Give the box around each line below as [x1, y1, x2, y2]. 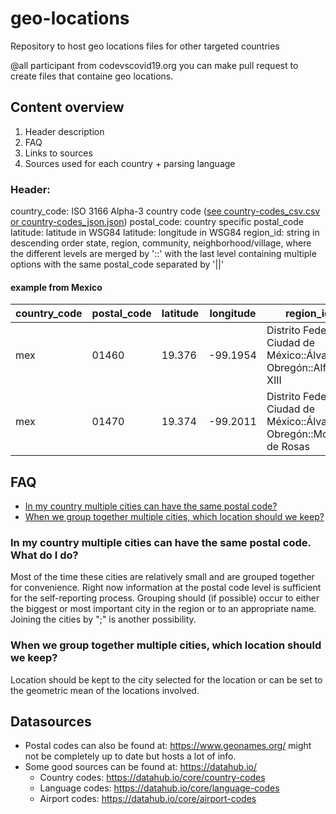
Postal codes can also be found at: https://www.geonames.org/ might [24, 740, 312, 752]
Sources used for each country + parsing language [24, 157, 236, 169]
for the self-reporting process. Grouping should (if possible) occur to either [10, 592, 320, 604]
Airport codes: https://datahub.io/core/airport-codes [39, 793, 257, 805]
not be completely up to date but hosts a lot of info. [24, 750, 237, 762]
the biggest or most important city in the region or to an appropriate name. [10, 603, 317, 615]
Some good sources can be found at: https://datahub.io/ [24, 761, 257, 773]
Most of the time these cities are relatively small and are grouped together [10, 571, 315, 583]
